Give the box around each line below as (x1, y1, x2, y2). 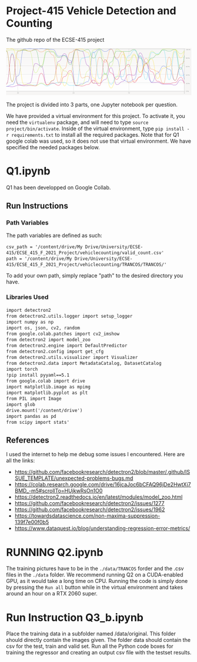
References (6, 435, 49, 445)
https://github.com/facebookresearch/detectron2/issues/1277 (14, 500, 165, 507)
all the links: (6, 457, 35, 464)
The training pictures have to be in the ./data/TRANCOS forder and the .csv (6, 565, 184, 572)
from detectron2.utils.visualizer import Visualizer (6, 354, 138, 360)
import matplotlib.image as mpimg (6, 384, 91, 390)
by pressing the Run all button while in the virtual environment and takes (6, 584, 183, 591)
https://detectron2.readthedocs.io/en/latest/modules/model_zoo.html (14, 493, 183, 500)
